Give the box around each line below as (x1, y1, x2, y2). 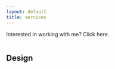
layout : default (6, 8, 46, 15)
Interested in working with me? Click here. (6, 30, 110, 37)
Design (6, 53, 33, 63)
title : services (6, 14, 46, 20)
